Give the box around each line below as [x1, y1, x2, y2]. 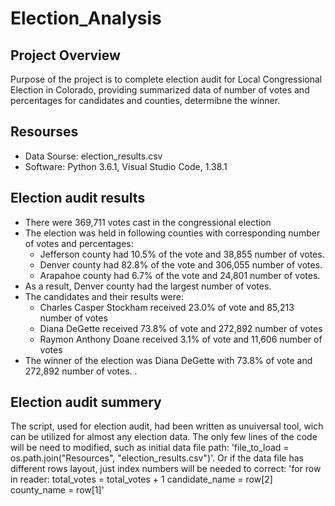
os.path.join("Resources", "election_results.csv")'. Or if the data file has [10, 452, 304, 464]
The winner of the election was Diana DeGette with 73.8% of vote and [24, 354, 313, 366]
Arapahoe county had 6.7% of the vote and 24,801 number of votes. [39, 269, 321, 281]
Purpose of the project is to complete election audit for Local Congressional [10, 73, 323, 85]
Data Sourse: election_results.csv [24, 150, 163, 162]
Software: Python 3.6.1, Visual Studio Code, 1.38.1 [24, 160, 228, 172]
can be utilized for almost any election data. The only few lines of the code [10, 431, 318, 443]
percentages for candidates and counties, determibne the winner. [10, 95, 281, 106]
